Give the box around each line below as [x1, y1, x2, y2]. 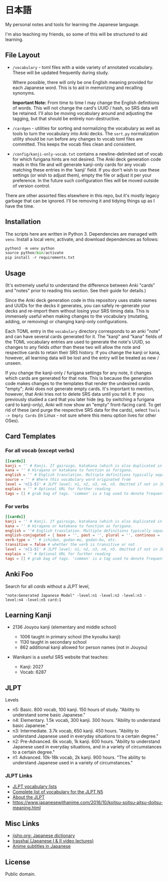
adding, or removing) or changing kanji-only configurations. [5, 319, 128, 324]
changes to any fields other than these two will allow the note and [5, 344, 140, 350]
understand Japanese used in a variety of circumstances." [12, 760, 133, 766]
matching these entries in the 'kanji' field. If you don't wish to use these [12, 167, 160, 173]
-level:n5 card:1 [25, 597, 61, 602]
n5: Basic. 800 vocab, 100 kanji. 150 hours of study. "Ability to [12, 706, 140, 713]
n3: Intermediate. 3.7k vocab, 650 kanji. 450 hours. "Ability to [12, 728, 139, 734]
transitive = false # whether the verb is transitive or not [5, 542, 135, 547]
